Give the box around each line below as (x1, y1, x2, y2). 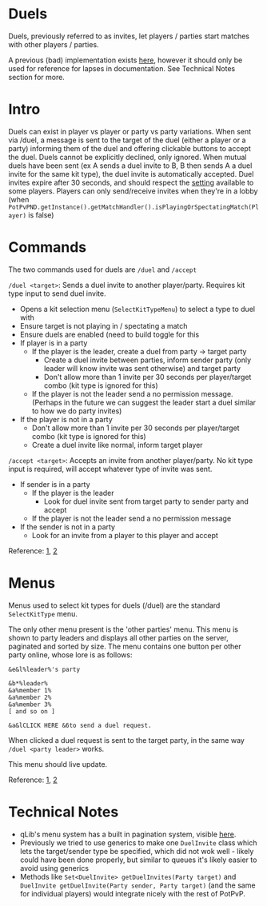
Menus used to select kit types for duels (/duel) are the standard (8, 601, 221, 610)
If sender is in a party (19, 479, 90, 489)
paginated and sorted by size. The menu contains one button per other (8, 641, 241, 651)
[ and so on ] (8, 707, 56, 716)
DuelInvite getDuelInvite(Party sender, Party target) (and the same (19, 880, 256, 890)
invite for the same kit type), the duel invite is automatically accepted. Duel (8, 169, 254, 178)
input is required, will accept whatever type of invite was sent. (8, 464, 213, 473)
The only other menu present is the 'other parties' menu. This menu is (8, 625, 238, 634)
